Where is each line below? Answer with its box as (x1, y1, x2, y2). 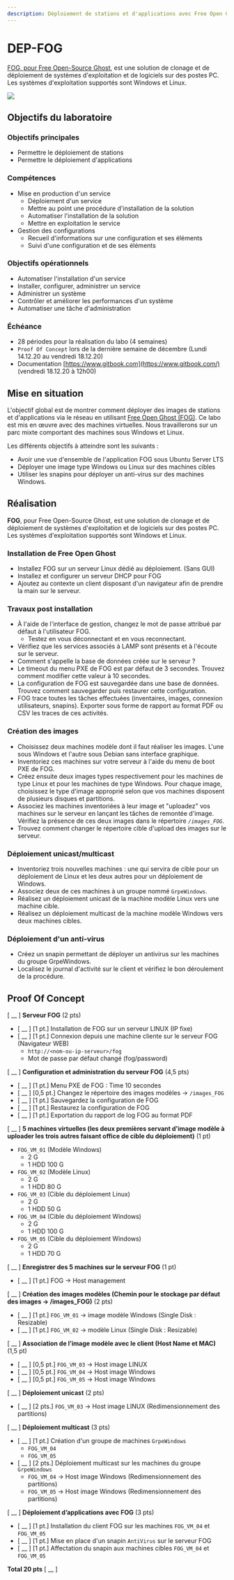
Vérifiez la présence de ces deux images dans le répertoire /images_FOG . (17, 817, 225, 825)
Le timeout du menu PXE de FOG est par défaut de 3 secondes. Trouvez (17, 664, 225, 673)
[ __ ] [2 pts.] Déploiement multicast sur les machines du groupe (17, 1459, 201, 1468)
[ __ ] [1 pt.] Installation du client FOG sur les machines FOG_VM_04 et (17, 1522, 210, 1530)
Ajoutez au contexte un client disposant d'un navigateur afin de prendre (17, 579, 224, 587)
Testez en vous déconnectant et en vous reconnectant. (27, 635, 187, 643)
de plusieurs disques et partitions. (17, 794, 115, 803)
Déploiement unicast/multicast (7, 849, 115, 858)
